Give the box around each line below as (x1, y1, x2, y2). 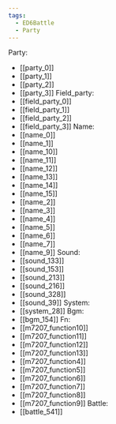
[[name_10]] (19, 147, 58, 156)
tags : (8, 11, 26, 20)
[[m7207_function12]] (19, 340, 88, 350)
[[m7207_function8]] (19, 390, 86, 400)
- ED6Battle (15, 19, 55, 27)
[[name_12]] (19, 163, 58, 174)
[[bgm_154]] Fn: (19, 315, 71, 325)
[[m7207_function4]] (19, 357, 87, 366)
